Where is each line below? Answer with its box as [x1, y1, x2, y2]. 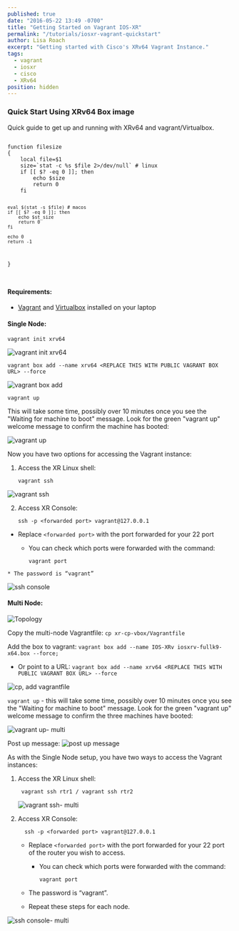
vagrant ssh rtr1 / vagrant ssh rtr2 [21, 788, 133, 795]
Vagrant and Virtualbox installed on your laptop [17, 303, 156, 312]
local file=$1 [20, 156, 62, 163]
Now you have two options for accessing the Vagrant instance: [7, 449, 192, 458]
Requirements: [7, 287, 52, 296]
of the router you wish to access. [28, 848, 126, 857]
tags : [7, 51, 24, 58]
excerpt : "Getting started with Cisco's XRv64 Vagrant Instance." [7, 44, 209, 51]
